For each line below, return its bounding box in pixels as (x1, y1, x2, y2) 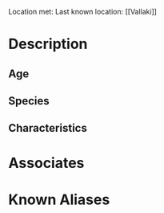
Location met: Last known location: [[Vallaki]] (8, 7, 158, 16)
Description (8, 35, 88, 53)
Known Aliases (8, 190, 110, 208)
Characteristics (8, 121, 88, 135)
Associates (8, 154, 85, 172)
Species (8, 94, 50, 108)
